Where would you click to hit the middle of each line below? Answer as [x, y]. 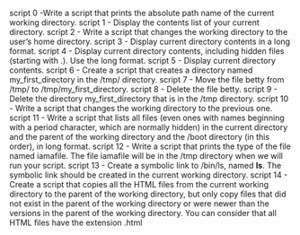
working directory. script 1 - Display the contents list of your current [135, 22]
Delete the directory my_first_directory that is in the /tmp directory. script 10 [149, 99]
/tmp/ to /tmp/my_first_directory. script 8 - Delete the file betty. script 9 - [144, 89]
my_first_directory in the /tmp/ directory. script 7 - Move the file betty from [147, 79]
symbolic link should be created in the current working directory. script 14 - [149, 175]
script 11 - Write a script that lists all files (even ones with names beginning [147, 117]
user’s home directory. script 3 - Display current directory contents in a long [150, 41]
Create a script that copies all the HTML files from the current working [139, 184]
